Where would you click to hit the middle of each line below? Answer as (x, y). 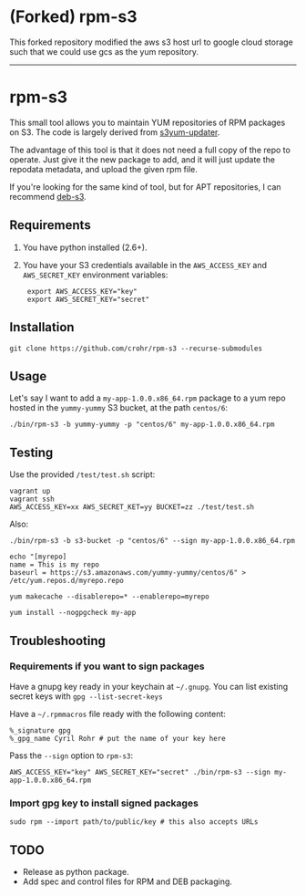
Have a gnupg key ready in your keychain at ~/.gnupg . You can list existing (149, 686)
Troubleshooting (58, 641)
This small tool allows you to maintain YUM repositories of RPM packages (148, 122)
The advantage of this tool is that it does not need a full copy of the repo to (150, 150)
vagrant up (30, 491)
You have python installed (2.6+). (85, 247)
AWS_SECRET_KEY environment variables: (95, 275)
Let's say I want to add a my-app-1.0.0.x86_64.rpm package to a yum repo (148, 398)
